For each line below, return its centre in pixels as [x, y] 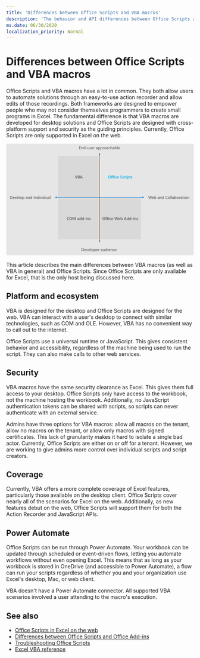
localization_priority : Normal [45, 32]
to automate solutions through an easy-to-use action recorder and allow [94, 97]
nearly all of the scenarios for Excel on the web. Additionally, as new [90, 502]
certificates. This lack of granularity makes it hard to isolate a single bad [94, 436]
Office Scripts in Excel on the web [56, 630]
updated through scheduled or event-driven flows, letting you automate [94, 554]
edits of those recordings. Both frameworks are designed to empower [92, 104]
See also [22, 616]
